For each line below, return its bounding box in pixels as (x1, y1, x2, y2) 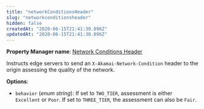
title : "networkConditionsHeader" (6, 8, 94, 15)
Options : (6, 78, 29, 85)
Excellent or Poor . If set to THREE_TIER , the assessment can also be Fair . (15, 96, 197, 104)
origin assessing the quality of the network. (6, 66, 115, 73)
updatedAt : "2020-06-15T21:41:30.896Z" (6, 31, 108, 38)
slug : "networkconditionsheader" (6, 15, 91, 21)
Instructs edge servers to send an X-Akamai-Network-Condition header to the (6, 60, 199, 67)
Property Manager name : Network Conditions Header (6, 48, 143, 55)
